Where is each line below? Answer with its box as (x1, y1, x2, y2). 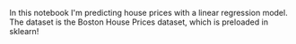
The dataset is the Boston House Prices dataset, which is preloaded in (9, 17, 269, 27)
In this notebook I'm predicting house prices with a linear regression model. (9, 8, 289, 18)
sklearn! (9, 26, 39, 36)
